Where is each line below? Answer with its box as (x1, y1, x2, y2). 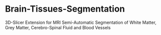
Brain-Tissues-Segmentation (5, 3, 125, 15)
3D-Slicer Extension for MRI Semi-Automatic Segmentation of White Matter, (5, 19, 157, 25)
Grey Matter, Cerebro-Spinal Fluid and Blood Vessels (5, 24, 111, 30)
